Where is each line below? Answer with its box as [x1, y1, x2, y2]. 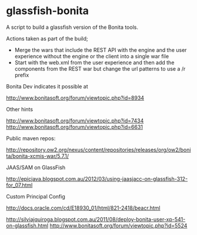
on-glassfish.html [6, 222, 49, 229]
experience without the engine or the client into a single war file [14, 52, 169, 59]
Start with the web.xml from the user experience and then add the [14, 59, 175, 66]
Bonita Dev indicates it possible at [6, 82, 88, 90]
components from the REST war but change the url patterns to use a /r [14, 65, 186, 72]
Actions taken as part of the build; [6, 35, 88, 42]
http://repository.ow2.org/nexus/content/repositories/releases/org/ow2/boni [6, 146, 191, 153]
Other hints [6, 105, 34, 112]
